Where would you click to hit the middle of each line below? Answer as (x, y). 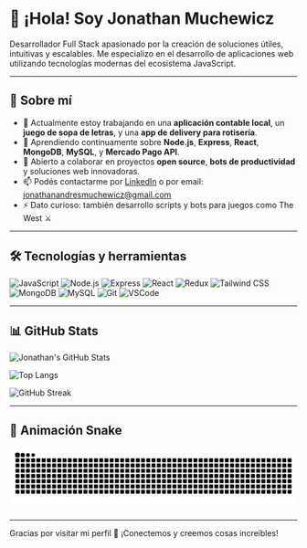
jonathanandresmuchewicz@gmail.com (97, 195)
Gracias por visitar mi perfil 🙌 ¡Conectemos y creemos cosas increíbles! (144, 532)
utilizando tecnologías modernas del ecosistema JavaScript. (123, 63)
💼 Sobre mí (41, 101)
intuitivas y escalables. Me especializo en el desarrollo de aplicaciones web (152, 53)
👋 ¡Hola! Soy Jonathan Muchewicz (142, 19)
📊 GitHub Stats (54, 331)
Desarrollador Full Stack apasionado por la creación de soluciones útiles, (147, 44)
